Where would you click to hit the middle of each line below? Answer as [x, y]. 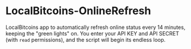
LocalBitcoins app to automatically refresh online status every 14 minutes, [95, 27]
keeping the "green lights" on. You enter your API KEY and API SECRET [92, 33]
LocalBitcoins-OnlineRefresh [78, 11]
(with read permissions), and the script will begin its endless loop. [86, 40]
